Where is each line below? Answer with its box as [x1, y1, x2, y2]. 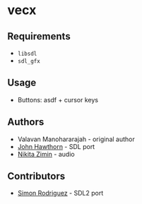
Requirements [7, 30, 71, 42]
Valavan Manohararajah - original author [17, 135, 136, 143]
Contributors [7, 170, 66, 182]
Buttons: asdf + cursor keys [17, 95, 99, 104]
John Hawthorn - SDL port [17, 142, 95, 150]
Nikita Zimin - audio [17, 150, 76, 158]
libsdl [17, 50, 37, 57]
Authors [7, 116, 45, 128]
